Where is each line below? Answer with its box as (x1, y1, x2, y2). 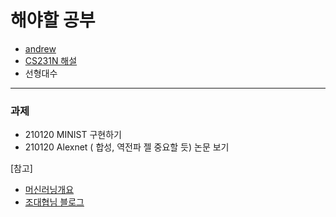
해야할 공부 (10, 9, 96, 32)
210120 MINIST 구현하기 (24, 129, 122, 141)
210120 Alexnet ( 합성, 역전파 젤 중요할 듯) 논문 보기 (24, 141, 230, 153)
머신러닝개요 (24, 184, 75, 196)
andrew (24, 42, 57, 55)
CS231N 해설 (24, 54, 78, 66)
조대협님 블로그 (24, 196, 85, 208)
